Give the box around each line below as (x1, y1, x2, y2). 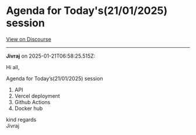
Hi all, (6, 63, 20, 70)
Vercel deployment (14, 92, 60, 100)
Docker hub (14, 105, 43, 112)
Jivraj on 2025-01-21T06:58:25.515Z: (6, 52, 96, 59)
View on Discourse (6, 35, 51, 42)
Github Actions (14, 98, 51, 105)
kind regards (6, 116, 37, 123)
